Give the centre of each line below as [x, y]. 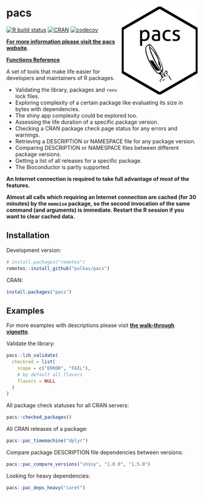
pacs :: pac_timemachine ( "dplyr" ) [47, 441]
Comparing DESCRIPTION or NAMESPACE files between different [97, 147]
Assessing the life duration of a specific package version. [87, 122]
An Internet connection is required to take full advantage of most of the [98, 178]
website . [17, 48]
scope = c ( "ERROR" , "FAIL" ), [54, 368]
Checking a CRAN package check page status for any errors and [96, 128]
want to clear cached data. [41, 216]
